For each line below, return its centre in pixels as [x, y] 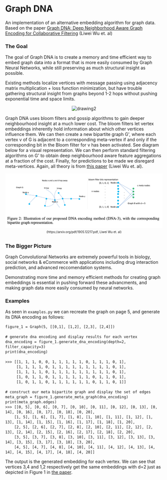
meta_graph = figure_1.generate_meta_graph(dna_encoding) [67, 397]
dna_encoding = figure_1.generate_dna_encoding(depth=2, [66, 342]
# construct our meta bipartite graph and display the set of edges [78, 392]
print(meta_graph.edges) [31, 402]
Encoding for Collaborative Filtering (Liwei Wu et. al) [59, 33]
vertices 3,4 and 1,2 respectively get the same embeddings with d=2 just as [83, 467]
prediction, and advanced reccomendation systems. [59, 268]
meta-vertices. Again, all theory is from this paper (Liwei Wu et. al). [74, 167]
